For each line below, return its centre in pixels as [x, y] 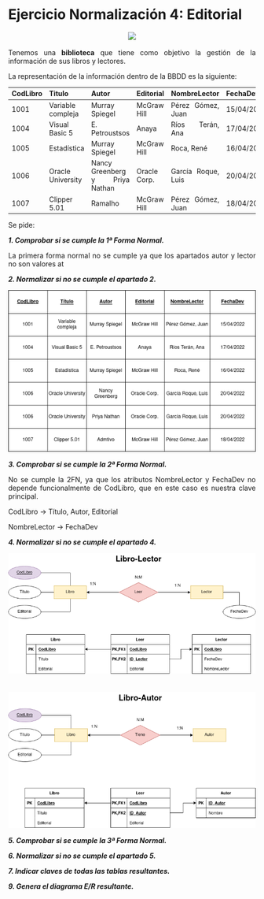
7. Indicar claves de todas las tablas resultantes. [89, 871]
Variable [62, 105]
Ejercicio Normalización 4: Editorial [125, 15]
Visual [59, 124]
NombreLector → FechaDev [53, 526]
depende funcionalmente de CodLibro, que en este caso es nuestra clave [132, 488]
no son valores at [36, 264]
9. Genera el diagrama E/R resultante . [71, 886]
